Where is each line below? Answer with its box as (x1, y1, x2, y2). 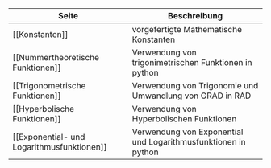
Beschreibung (168, 10, 223, 21)
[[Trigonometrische (12, 80, 86, 91)
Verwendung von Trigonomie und (131, 80, 259, 91)
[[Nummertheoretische (12, 52, 99, 63)
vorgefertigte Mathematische (131, 24, 242, 35)
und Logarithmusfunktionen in (131, 137, 246, 147)
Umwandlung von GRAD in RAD (131, 90, 252, 101)
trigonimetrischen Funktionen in (131, 57, 252, 68)
